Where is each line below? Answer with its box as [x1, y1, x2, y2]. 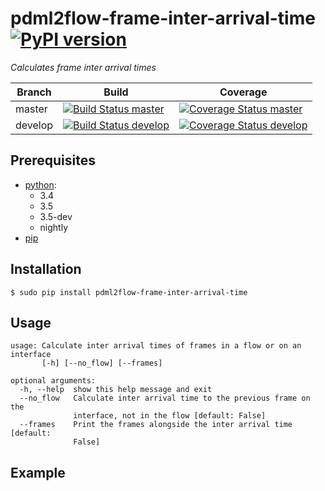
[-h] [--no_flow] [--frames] [41, 358, 163, 369]
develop [15, 118, 54, 132]
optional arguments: [10, 376, 97, 386]
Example [10, 464, 66, 481]
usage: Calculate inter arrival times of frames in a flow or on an [10, 341, 302, 351]
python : [24, 178, 57, 191]
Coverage [219, 85, 268, 99]
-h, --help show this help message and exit [19, 385, 213, 395]
